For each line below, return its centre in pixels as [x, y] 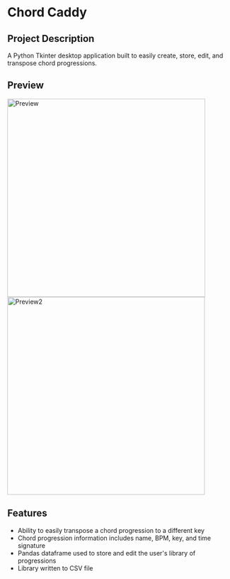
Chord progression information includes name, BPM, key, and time [114, 538]
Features [27, 513]
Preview [26, 86]
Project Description [51, 39]
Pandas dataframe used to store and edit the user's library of [107, 553]
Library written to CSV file [55, 568]
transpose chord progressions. [52, 63]
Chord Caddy [47, 12]
